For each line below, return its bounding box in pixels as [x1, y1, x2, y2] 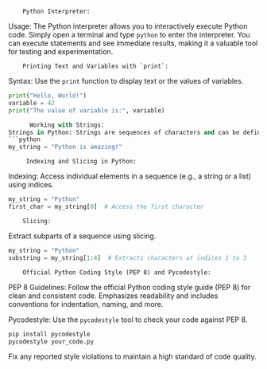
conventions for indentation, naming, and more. [8, 299, 164, 308]
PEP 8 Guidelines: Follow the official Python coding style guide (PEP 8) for [8, 282, 251, 292]
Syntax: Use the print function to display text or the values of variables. [8, 77, 244, 85]
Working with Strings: [29, 120, 105, 129]
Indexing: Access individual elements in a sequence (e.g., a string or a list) [8, 171, 252, 181]
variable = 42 [8, 99, 56, 107]
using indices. [8, 180, 54, 190]
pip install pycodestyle [8, 330, 91, 338]
